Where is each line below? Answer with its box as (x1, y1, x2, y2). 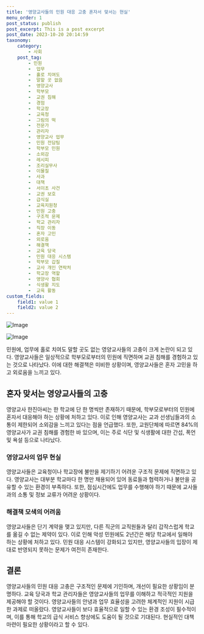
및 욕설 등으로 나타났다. (6, 436, 62, 443)
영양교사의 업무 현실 (6, 453, 62, 462)
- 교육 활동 (28, 287, 56, 293)
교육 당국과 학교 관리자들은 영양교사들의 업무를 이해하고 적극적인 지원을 (24, 591, 194, 598)
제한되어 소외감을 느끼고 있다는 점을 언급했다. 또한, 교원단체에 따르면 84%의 (17, 421, 199, 428)
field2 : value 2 (17, 304, 59, 311)
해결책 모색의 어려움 (6, 508, 62, 517)
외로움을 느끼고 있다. (12, 369, 62, 376)
